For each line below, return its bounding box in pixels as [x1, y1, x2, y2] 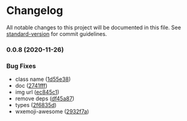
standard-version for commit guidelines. [6, 30, 107, 37]
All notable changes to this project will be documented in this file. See [6, 24, 182, 31]
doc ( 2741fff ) [15, 82, 48, 89]
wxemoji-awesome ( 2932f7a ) [15, 108, 90, 116]
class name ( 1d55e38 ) [15, 75, 71, 83]
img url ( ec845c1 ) [15, 89, 60, 96]
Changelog [6, 4, 63, 18]
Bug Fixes [6, 61, 37, 70]
